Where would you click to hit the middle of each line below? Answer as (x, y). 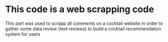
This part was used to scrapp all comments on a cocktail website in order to (84, 23)
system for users (23, 34)
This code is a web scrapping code (80, 9)
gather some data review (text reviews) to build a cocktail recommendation (83, 28)
